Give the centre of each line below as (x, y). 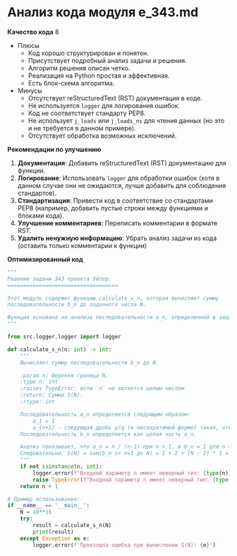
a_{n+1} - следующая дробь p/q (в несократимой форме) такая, (126, 427)
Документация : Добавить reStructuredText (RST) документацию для (122, 162)
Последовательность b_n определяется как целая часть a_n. (109, 434)
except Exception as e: (55, 538)
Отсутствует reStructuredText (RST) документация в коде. (115, 98)
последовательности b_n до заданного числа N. (77, 304)
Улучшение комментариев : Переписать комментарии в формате (117, 223)
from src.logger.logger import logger (64, 337)
